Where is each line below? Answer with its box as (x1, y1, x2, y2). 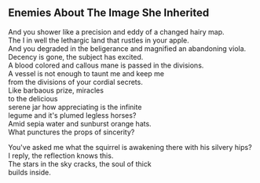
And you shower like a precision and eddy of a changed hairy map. (8, 27, 225, 36)
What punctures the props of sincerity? (8, 127, 135, 137)
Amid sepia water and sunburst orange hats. (8, 119, 152, 128)
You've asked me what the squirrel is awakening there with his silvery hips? (8, 142, 253, 152)
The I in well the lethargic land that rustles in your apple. (8, 35, 190, 45)
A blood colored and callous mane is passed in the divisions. (8, 60, 204, 70)
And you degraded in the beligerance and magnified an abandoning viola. (8, 43, 247, 53)
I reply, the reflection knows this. (8, 151, 114, 160)
